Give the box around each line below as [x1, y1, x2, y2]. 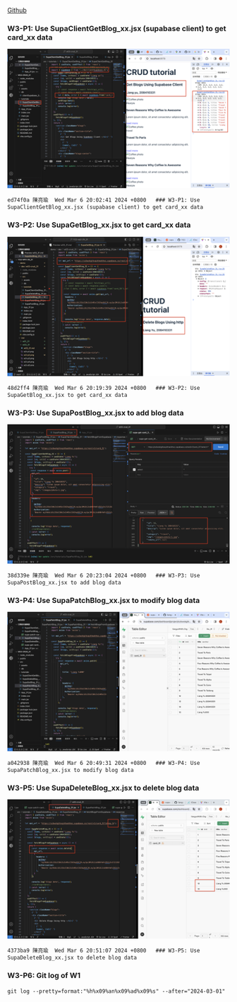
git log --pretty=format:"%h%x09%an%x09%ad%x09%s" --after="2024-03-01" [7, 987, 226, 995]
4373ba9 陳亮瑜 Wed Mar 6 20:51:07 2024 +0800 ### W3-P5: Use [7, 948, 200, 955]
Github [7, 6, 27, 14]
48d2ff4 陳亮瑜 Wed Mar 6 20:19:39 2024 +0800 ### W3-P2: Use [7, 384, 200, 391]
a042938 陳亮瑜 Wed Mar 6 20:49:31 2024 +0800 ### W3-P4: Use [7, 760, 200, 767]
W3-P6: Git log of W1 [7, 971, 81, 981]
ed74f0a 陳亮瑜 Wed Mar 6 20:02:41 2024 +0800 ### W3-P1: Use [7, 197, 200, 204]
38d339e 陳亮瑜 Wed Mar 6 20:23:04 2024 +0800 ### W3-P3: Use [7, 572, 200, 579]
